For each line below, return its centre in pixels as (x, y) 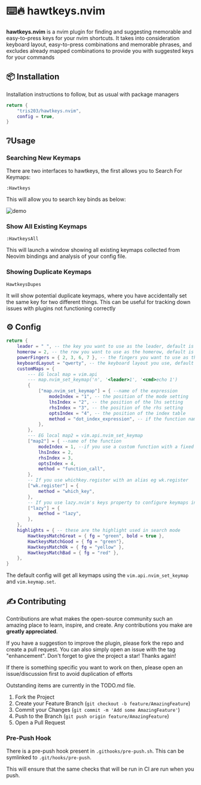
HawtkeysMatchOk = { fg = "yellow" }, (76, 547)
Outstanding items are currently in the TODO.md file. (71, 685)
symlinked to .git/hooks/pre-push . (49, 757)
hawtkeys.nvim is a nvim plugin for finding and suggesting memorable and (99, 31)
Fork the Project (35, 697)
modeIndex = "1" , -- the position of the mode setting (118, 397)
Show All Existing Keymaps (47, 226)
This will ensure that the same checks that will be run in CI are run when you (100, 769)
